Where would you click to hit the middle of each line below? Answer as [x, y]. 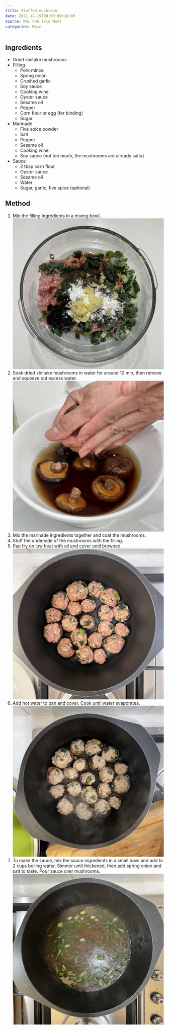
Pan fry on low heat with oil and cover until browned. [67, 546]
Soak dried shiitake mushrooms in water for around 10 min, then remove [87, 373]
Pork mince [32, 70]
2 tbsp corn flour [37, 166]
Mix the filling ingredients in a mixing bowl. [57, 216]
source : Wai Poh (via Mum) [33, 21]
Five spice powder [39, 129]
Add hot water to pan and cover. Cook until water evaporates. [76, 703]
